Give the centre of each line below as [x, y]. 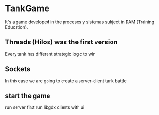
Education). [16, 27]
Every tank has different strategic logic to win [50, 54]
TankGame [27, 8]
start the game [28, 95]
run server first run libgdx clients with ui [45, 107]
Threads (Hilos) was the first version [61, 42]
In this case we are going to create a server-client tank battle [66, 81]
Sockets [18, 69]
